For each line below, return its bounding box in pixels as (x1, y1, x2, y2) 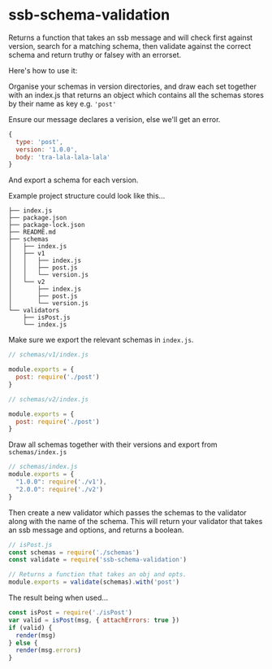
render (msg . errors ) (15, 646, 82, 654)
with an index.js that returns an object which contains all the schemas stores (8, 90, 264, 99)
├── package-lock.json (8, 221, 85, 230)
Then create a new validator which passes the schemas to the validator (8, 507, 247, 518)
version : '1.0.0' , (15, 145, 79, 154)
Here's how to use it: (8, 65, 78, 75)
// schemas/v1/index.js (8, 351, 89, 359)
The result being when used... (8, 592, 108, 603)
